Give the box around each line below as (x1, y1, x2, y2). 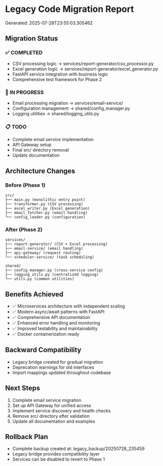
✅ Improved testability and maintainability (12, 325, 98, 331)
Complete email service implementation (12, 137, 94, 143)
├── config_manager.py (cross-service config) (5, 268, 103, 273)
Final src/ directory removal (12, 147, 69, 153)
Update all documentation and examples (12, 418, 95, 424)
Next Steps (5, 384, 40, 392)
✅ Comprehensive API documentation (12, 314, 90, 320)
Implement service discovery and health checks (12, 407, 111, 413)
